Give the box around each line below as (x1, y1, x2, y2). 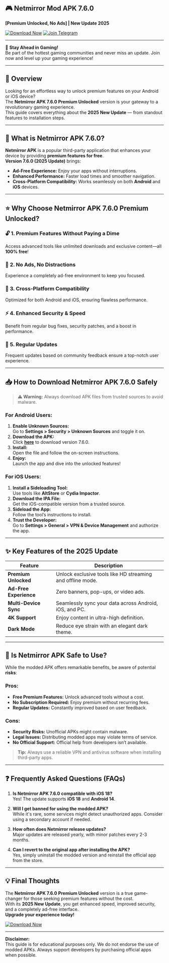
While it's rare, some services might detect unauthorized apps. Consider (12, 811, 163, 817)
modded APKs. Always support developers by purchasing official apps (5, 946, 152, 952)
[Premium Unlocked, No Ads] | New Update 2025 (5, 20, 110, 26)
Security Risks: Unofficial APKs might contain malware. (12, 728, 128, 734)
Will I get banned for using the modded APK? (12, 806, 109, 812)
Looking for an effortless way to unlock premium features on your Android (5, 88, 159, 94)
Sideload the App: (12, 506, 51, 512)
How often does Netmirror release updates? (12, 826, 107, 832)
